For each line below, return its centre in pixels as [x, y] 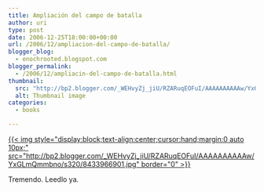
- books [28, 110]
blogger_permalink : [40, 67]
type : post [26, 30]
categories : [27, 103]
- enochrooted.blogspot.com [61, 60]
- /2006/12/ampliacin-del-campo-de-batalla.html [96, 74]
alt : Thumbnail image [51, 96]
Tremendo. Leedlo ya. [44, 179]
